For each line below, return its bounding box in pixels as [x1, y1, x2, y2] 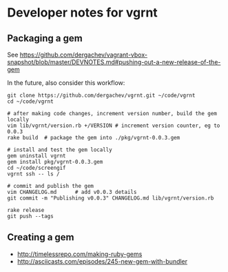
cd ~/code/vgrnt [7, 98, 54, 105]
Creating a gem [7, 231, 74, 243]
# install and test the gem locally [7, 146, 112, 153]
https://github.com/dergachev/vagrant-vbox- [19, 50, 148, 59]
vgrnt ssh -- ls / [7, 171, 60, 177]
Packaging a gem [7, 32, 83, 44]
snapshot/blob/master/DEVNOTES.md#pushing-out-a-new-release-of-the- [7, 58, 221, 66]
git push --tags [7, 213, 54, 220]
